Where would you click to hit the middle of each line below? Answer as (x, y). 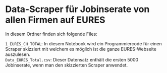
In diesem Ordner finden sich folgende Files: (51, 34)
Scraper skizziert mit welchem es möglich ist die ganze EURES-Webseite (81, 49)
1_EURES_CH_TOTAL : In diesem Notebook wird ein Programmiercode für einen (84, 43)
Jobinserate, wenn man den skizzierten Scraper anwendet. (66, 65)
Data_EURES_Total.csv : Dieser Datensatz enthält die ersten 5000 (72, 59)
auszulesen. (18, 54)
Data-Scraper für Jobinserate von (77, 9)
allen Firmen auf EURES (55, 20)
